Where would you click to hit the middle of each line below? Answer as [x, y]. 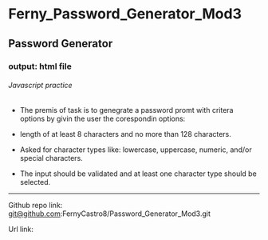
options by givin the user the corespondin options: [102, 118]
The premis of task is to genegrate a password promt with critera [126, 110]
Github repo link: [35, 205]
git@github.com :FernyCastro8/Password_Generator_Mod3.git [110, 214]
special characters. [51, 158]
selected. [35, 182]
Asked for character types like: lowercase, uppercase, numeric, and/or [136, 150]
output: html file [40, 66]
